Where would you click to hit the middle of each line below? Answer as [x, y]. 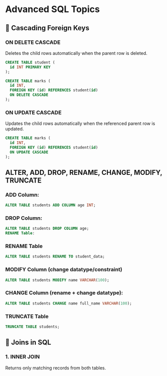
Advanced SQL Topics [52, 9]
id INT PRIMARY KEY [30, 67]
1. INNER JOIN [23, 357]
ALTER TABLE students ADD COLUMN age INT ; [50, 205]
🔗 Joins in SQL [28, 342]
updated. [15, 129]
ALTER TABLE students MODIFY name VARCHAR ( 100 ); [57, 280]
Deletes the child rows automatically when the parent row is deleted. [76, 53]
